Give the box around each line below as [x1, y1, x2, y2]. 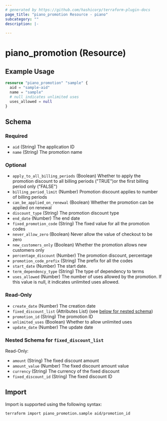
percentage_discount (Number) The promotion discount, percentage [12, 253, 153, 259]
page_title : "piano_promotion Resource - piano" [5, 12, 108, 17]
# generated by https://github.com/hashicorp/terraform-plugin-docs [5, 7, 151, 12]
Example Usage [5, 67, 55, 75]
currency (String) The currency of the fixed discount [12, 368, 120, 374]
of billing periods [12, 194, 47, 200]
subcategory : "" [5, 16, 39, 21]
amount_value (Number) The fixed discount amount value [12, 363, 129, 369]
